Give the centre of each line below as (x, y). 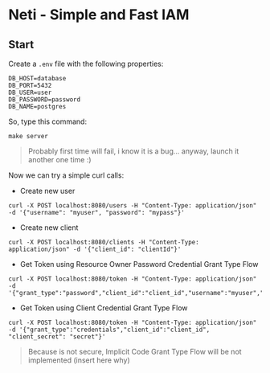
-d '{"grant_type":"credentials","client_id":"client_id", (109, 330)
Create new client (49, 227)
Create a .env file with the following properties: (86, 64)
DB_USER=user (30, 92)
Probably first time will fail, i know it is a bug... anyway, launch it (133, 151)
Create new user (47, 191)
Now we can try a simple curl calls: (66, 175)
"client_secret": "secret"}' (57, 337)
